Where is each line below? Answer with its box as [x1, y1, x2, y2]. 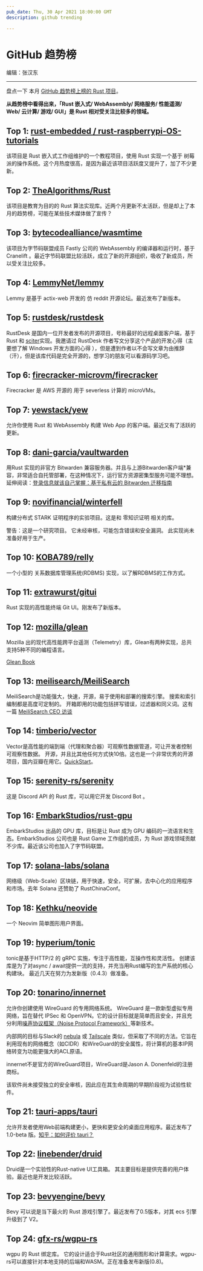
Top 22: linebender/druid [6, 1149, 103, 1159]
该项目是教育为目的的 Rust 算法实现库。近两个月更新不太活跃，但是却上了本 [6, 202, 195, 210]
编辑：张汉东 [6, 69, 38, 76]
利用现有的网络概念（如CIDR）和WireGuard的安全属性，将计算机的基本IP [6, 1040, 188, 1047]
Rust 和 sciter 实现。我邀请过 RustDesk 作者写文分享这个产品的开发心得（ [6, 337, 188, 344]
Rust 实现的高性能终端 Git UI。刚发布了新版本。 [6, 604, 124, 611]
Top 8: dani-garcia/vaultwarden [6, 447, 129, 458]
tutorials [6, 135, 39, 145]
